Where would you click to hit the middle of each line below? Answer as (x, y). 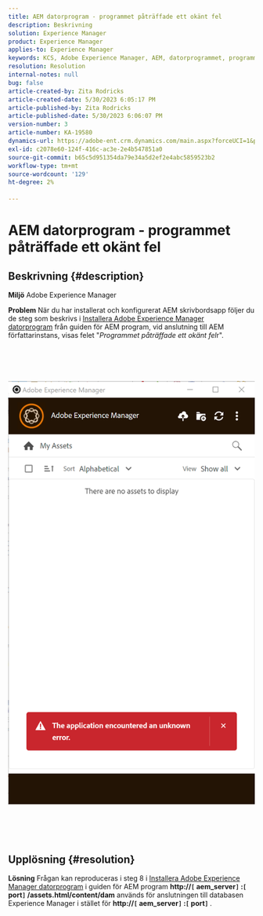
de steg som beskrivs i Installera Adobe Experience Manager (106, 319)
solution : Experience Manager (58, 33)
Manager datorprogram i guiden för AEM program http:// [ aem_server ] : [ (127, 887)
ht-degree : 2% (31, 182)
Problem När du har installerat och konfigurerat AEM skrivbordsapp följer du (131, 310)
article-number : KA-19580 (50, 133)
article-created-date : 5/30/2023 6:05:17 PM (82, 99)
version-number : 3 (38, 125)
